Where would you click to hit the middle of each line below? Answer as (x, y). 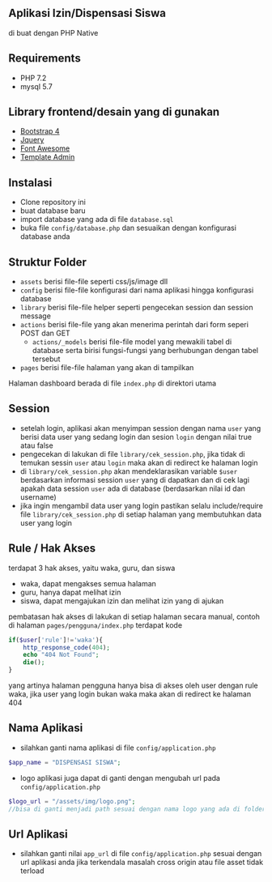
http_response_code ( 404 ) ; (67, 647)
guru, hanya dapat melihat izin (70, 592)
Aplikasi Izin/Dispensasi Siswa (87, 13)
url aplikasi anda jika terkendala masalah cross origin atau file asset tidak (142, 863)
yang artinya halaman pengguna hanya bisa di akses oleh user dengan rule (133, 686)
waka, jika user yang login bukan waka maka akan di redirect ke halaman (130, 694)
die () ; (34, 663)
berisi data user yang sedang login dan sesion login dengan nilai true (136, 437)
